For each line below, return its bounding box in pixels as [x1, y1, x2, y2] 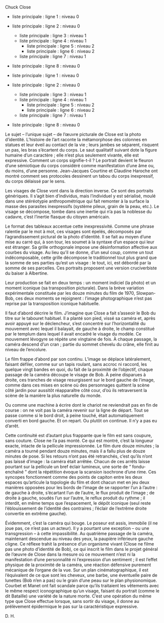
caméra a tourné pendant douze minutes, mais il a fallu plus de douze [5, 448, 145, 454]
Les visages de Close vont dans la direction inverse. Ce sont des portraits [5, 188, 154, 193]
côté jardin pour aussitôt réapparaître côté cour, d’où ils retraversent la [5, 388, 147, 393]
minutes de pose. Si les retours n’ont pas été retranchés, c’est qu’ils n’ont [5, 453, 153, 459]
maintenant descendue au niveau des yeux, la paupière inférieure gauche [5, 536, 153, 542]
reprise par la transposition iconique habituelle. [5, 301, 100, 306]
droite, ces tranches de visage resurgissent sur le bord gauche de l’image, [5, 377, 155, 383]
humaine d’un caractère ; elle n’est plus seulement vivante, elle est [5, 152, 139, 158]
